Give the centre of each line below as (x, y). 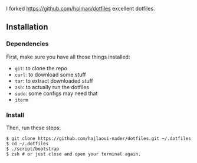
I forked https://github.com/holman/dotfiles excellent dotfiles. (81, 9)
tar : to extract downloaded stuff (54, 81)
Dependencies (27, 44)
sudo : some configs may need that (56, 93)
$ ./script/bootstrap (33, 149)
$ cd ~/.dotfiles (27, 144)
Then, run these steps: (33, 128)
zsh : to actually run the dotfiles (52, 87)
